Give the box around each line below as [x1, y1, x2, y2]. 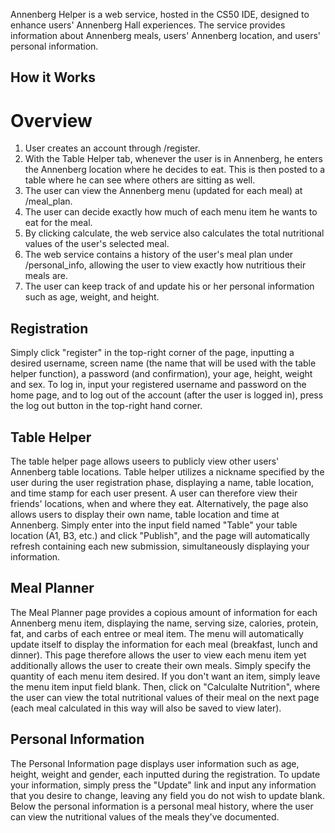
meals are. [24, 270, 69, 282]
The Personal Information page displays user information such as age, [10, 757, 300, 769]
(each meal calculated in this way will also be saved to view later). [10, 702, 282, 714]
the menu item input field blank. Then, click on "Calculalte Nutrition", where [10, 680, 321, 693]
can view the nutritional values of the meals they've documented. [10, 810, 280, 823]
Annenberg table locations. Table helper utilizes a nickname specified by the [10, 465, 325, 478]
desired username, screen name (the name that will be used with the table [10, 357, 317, 369]
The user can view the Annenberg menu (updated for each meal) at [24, 185, 303, 197]
